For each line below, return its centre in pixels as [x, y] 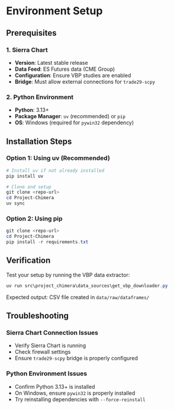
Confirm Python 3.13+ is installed [55, 386]
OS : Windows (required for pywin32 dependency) [74, 122]
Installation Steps [39, 141]
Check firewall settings [43, 352]
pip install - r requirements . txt [47, 242]
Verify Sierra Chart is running [50, 345]
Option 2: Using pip [35, 219]
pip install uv [25, 176]
